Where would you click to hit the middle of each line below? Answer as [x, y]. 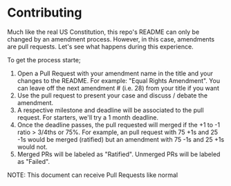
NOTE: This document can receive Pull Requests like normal [93, 175]
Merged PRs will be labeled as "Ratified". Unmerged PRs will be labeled [119, 154]
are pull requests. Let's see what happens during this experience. [100, 46]
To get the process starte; [44, 59]
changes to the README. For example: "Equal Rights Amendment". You [118, 80]
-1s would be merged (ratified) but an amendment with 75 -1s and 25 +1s [121, 139]
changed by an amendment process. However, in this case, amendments [111, 39]
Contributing [45, 13]
